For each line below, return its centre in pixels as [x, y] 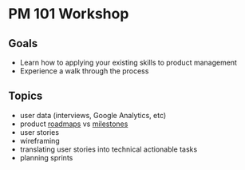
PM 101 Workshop [69, 14]
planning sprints [46, 157]
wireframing [40, 140]
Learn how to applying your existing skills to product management [128, 62]
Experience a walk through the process [84, 71]
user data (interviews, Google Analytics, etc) [93, 115]
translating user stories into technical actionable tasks [109, 149]
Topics [26, 96]
